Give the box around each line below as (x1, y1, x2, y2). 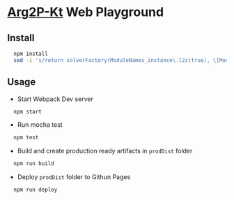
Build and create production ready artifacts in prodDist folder (17, 147, 193, 155)
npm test (13, 134, 39, 141)
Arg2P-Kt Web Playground (7, 4, 164, 20)
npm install (13, 50, 49, 57)
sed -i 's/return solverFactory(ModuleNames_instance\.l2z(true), (13, 56, 210, 63)
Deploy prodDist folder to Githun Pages (17, 173, 131, 181)
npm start (13, 108, 42, 115)
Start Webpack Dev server (17, 95, 94, 103)
